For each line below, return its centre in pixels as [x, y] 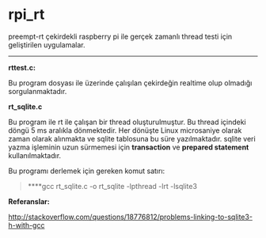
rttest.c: [22, 67]
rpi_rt [27, 15]
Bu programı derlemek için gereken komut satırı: [87, 171]
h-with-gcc [27, 225]
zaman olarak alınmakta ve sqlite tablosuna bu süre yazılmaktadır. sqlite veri [132, 138]
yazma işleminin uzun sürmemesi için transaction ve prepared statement [129, 147]
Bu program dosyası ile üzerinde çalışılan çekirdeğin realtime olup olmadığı [130, 83]
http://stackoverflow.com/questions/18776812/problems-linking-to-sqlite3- [131, 217]
